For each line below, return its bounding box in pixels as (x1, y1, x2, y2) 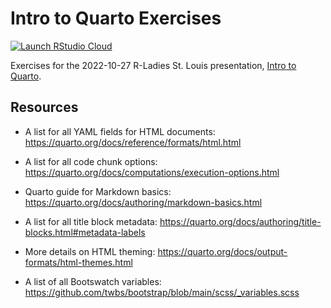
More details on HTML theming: (24, 245, 156, 257)
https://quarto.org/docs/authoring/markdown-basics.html (24, 196, 263, 208)
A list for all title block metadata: (24, 215, 158, 227)
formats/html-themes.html (24, 256, 133, 268)
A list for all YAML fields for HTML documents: (24, 125, 216, 137)
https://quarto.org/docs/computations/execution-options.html (24, 166, 280, 178)
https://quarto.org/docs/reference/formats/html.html (24, 136, 242, 148)
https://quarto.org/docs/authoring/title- (159, 215, 322, 227)
